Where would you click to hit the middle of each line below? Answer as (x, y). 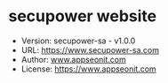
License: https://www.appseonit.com (88, 69)
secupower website (83, 16)
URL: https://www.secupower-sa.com (90, 49)
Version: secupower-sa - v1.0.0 (78, 41)
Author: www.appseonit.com (73, 59)
